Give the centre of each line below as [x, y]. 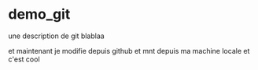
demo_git [39, 14]
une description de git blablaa [56, 36]
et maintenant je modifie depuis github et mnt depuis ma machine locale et [129, 51]
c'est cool [24, 59]
